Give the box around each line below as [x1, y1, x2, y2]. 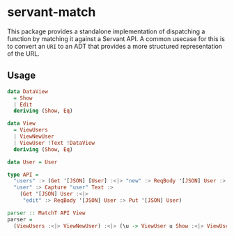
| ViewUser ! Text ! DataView [13, 139, 95, 146]
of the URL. [7, 49, 40, 58]
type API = [7, 171, 39, 178]
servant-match [7, 4, 96, 20]
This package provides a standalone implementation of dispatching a [7, 27, 205, 36]
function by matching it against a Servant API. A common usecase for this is [7, 34, 225, 42]
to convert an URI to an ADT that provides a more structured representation [7, 42, 223, 50]
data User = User [7, 158, 58, 166]
